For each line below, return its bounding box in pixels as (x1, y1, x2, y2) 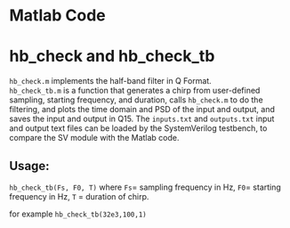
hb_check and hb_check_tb (9, 46, 215, 67)
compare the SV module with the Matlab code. (9, 133, 180, 143)
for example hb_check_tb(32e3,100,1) (9, 208, 147, 219)
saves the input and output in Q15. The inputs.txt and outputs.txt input (9, 113, 275, 125)
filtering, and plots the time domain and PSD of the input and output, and (9, 104, 276, 115)
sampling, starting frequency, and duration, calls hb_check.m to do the (9, 94, 264, 105)
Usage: (9, 158, 51, 174)
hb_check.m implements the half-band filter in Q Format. (9, 76, 212, 86)
